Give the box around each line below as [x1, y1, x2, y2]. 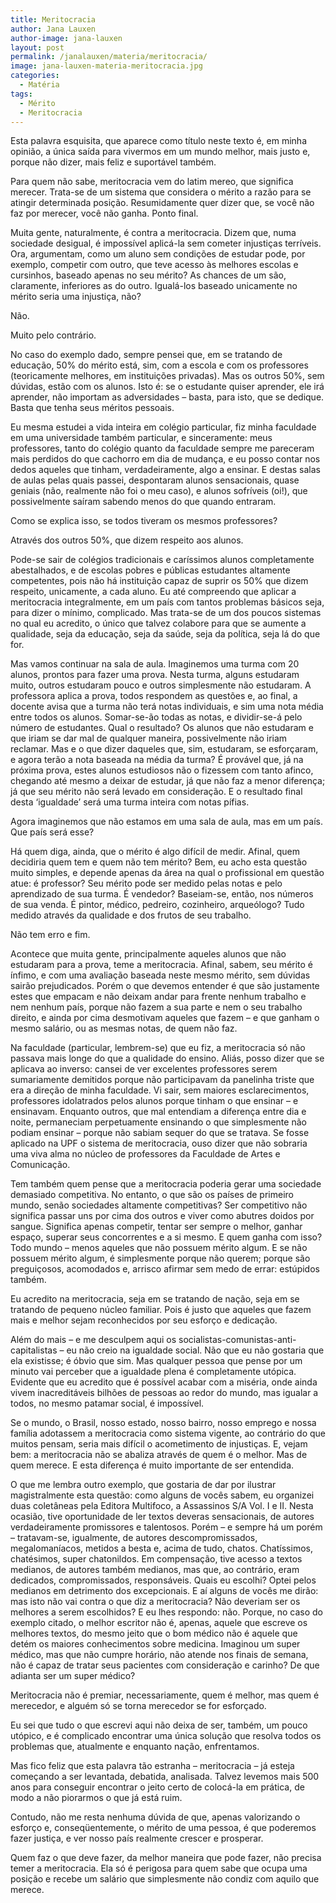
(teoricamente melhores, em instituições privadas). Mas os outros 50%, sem [10, 370, 325, 382]
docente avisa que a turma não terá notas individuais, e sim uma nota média [10, 701, 324, 713]
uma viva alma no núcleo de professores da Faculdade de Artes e [10, 1148, 281, 1160]
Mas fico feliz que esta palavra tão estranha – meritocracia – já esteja [10, 1760, 295, 1772]
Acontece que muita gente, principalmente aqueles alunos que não [10, 948, 287, 960]
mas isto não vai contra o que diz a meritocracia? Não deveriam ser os [10, 1596, 301, 1608]
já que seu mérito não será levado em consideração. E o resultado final [10, 786, 303, 798]
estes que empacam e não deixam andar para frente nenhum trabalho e [10, 991, 307, 1003]
